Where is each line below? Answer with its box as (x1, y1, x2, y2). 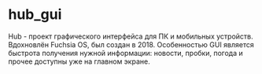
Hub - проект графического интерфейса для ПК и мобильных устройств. (8, 31, 253, 41)
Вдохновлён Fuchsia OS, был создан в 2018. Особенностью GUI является (8, 39, 254, 49)
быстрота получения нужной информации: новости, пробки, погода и (8, 48, 243, 57)
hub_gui (8, 6, 62, 24)
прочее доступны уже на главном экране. (8, 57, 151, 66)
